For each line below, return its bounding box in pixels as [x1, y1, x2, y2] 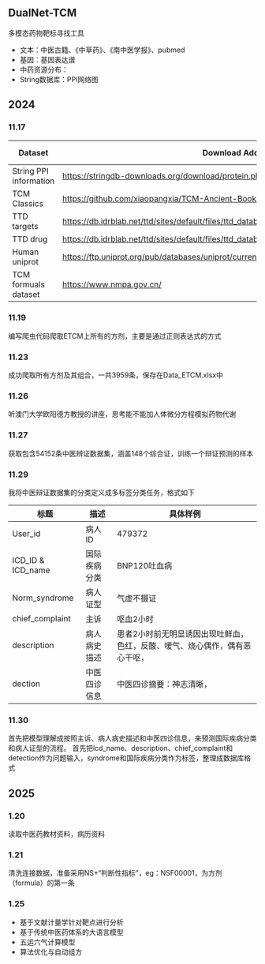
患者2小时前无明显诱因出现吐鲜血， [117, 628, 248, 639]
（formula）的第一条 [8, 878, 75, 887]
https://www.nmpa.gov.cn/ [62, 279, 162, 290]
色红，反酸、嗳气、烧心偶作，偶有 [117, 640, 244, 651]
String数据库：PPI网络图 [19, 74, 99, 84]
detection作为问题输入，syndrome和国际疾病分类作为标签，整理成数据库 [8, 753, 244, 763]
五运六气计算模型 [19, 937, 76, 947]
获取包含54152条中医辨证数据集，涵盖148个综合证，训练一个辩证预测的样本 [8, 448, 254, 458]
